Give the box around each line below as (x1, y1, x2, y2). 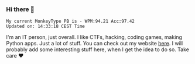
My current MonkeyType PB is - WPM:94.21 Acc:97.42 (6, 19, 135, 24)
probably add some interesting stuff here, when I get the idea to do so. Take (6, 46, 189, 53)
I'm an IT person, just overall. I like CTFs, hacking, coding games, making (6, 34, 183, 41)
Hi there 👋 (6, 5, 35, 13)
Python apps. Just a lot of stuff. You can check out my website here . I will (6, 40, 183, 47)
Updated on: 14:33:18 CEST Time (6, 23, 85, 30)
